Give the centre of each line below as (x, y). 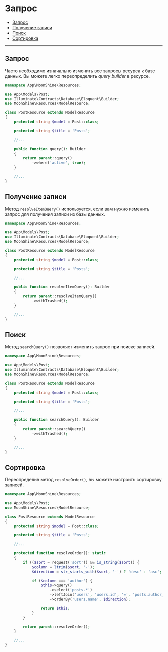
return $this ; (55, 608)
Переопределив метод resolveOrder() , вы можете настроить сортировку (84, 480)
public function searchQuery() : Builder (57, 420)
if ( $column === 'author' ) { (62, 581)
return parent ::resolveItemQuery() (60, 296)
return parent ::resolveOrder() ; (57, 627)
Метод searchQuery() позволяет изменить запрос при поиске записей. (80, 347)
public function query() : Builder (50, 149)
